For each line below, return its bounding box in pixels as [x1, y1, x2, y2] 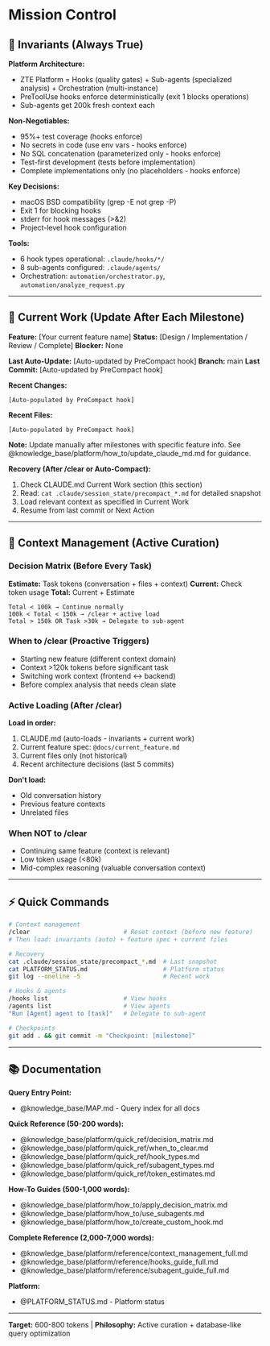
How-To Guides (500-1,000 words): [8, 1185, 130, 1194]
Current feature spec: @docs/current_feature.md [19, 742, 180, 752]
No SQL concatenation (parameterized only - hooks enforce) [19, 149, 222, 158]
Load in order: [8, 718, 56, 728]
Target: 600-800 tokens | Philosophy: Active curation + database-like [8, 1320, 242, 1330]
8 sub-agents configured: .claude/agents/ [19, 263, 161, 272]
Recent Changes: [8, 380, 67, 390]
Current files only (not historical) [19, 751, 128, 761]
